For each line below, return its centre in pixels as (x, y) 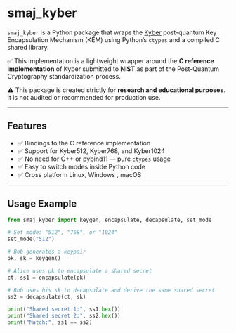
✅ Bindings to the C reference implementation (84, 143)
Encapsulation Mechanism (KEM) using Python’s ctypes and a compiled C (113, 39)
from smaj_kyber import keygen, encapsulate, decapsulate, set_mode (110, 220)
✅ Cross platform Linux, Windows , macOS (79, 174)
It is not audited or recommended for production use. (84, 97)
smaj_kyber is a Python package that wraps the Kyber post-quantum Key (112, 32)
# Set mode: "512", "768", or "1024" (63, 233)
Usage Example (42, 204)
